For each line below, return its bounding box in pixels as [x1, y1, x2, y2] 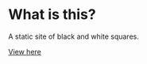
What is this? [8, 6, 97, 24]
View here [8, 47, 41, 56]
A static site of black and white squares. [8, 32, 139, 41]
